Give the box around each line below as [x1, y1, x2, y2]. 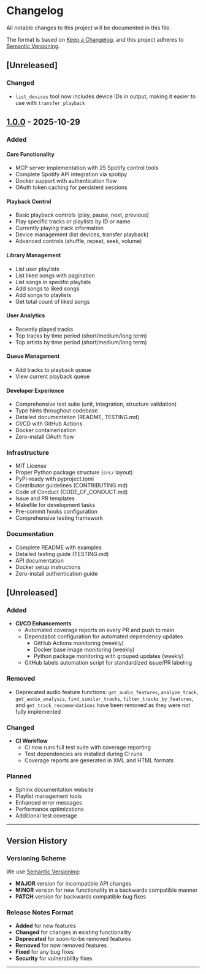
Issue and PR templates [15, 495, 75, 502]
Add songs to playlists [15, 291, 72, 298]
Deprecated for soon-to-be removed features [15, 935, 131, 943]
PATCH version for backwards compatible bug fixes [15, 893, 146, 900]
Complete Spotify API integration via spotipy [15, 171, 128, 178]
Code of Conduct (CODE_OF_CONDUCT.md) [15, 489, 128, 496]
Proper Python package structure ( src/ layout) [15, 469, 133, 476]
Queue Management [6, 352, 60, 360]
